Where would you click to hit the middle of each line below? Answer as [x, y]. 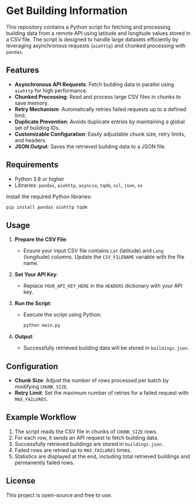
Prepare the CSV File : [41, 239]
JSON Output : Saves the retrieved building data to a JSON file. [90, 146]
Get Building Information [67, 11]
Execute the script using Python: [62, 315]
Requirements [32, 165]
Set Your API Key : [36, 275]
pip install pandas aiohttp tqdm [47, 207]
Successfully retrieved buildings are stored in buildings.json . [89, 444]
